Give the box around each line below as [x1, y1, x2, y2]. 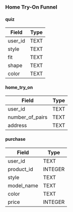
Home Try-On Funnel [5, 4, 58, 11]
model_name [8, 182, 39, 189]
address [8, 122, 27, 129]
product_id [8, 166, 34, 173]
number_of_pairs [8, 114, 48, 121]
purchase [5, 136, 26, 142]
